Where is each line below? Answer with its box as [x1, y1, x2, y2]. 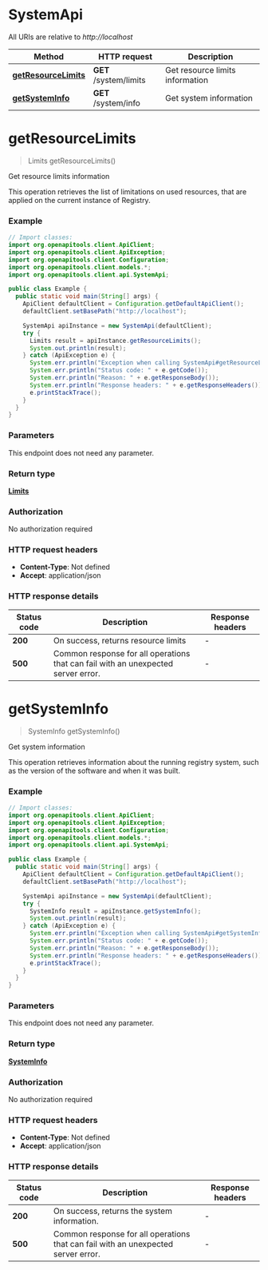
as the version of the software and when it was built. [8, 766, 181, 775]
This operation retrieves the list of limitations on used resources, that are [8, 186, 247, 197]
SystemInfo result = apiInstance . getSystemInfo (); [29, 907, 202, 915]
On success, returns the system [53, 1205, 173, 1216]
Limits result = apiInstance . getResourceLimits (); [29, 336, 202, 344]
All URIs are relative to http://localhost [8, 32, 133, 42]
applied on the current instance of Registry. [8, 195, 151, 205]
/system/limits [93, 74, 146, 86]
